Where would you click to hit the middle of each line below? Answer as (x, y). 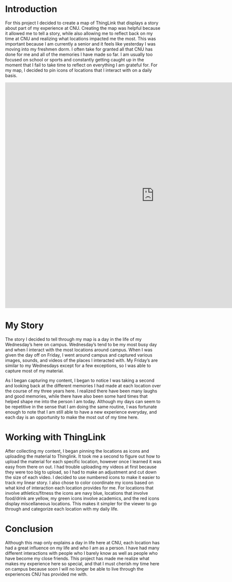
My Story (25, 326)
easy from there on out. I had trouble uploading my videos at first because (81, 467)
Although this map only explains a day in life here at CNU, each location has (83, 542)
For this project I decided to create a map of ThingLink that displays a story (82, 23)
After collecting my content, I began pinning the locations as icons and (77, 451)
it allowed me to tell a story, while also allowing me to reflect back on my (79, 33)
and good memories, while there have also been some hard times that (76, 396)
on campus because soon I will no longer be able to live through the (74, 569)
